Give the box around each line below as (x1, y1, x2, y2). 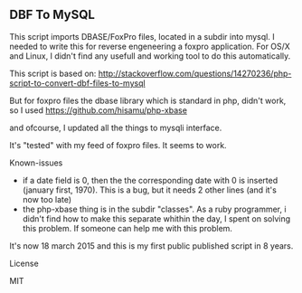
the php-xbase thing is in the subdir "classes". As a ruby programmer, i (22, 203, 287, 214)
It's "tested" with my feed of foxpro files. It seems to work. (9, 139, 228, 150)
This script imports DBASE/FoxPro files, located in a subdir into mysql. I (9, 31, 275, 42)
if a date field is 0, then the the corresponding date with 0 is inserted (22, 175, 278, 185)
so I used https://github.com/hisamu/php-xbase (9, 104, 188, 116)
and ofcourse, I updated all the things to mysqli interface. (9, 122, 222, 133)
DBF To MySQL (9, 7, 95, 23)
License (9, 258, 39, 269)
